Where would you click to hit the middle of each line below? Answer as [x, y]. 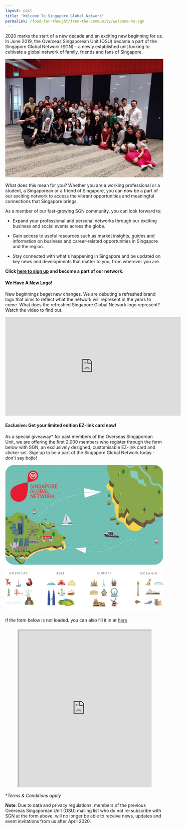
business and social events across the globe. [59, 226]
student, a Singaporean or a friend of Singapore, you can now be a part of [81, 191]
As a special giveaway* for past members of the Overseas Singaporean [79, 437]
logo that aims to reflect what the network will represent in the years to [78, 299]
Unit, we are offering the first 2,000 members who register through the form [83, 442]
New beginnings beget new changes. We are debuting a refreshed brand [80, 294]
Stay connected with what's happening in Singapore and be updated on [86, 256]
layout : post [19, 11]
